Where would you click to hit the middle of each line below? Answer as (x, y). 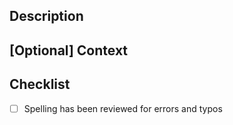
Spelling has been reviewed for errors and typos (123, 108)
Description (46, 16)
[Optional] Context (69, 50)
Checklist (40, 84)
